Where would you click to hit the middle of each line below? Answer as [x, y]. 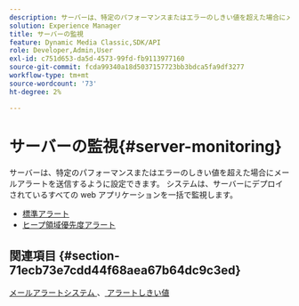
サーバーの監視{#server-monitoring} [145, 146]
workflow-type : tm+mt [49, 76]
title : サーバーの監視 [47, 34]
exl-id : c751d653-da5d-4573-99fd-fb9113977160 [97, 59]
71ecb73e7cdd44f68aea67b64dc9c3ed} [125, 270]
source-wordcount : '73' [53, 84]
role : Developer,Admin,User [61, 51]
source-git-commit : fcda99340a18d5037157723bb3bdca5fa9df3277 [127, 68]
